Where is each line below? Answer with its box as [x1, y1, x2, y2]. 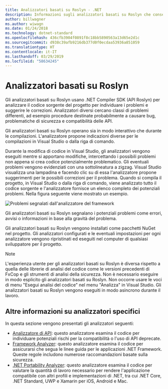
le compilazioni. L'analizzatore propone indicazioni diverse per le [5, 133, 138, 139]
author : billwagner [5, 17, 46, 22]
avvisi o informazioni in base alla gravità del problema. [5, 216, 117, 222]
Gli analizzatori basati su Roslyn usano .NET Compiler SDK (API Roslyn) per [5, 97, 160, 103]
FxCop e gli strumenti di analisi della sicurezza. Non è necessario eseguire [5, 271, 158, 277]
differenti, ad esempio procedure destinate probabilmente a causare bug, [5, 113, 156, 119]
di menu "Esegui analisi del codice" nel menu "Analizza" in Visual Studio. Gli [5, 282, 161, 288]
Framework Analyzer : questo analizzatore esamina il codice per [12, 341, 143, 346]
